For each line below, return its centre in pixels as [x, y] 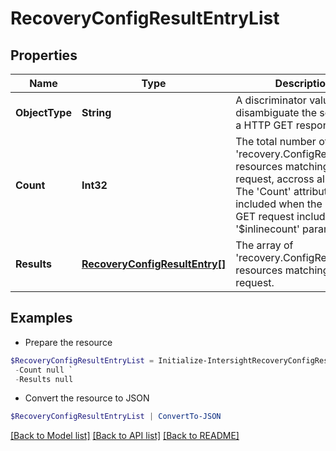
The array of [264, 245]
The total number [276, 141]
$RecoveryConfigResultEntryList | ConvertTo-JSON [116, 417]
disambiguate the [276, 112]
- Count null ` [44, 370]
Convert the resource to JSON [87, 398]
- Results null [44, 379]
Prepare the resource [68, 342]
